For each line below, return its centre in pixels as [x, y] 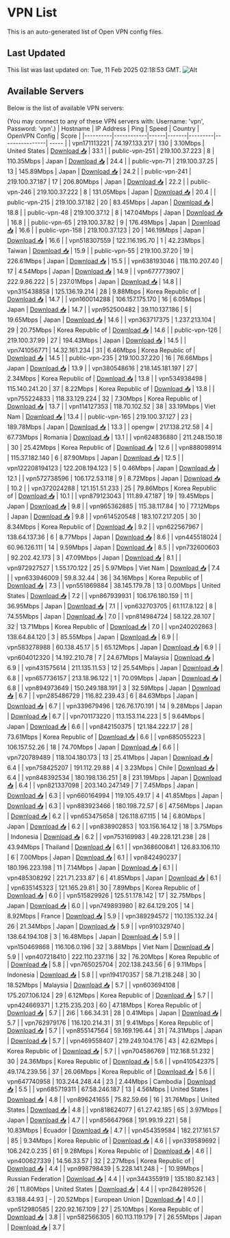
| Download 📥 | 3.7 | [36, 1227]
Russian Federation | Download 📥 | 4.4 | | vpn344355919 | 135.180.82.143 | [113, 1178]
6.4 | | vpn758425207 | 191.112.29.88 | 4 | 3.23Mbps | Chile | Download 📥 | [113, 767]
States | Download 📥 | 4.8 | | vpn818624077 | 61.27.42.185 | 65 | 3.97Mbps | [114, 1110]
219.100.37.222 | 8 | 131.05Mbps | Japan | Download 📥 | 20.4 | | [126, 192]
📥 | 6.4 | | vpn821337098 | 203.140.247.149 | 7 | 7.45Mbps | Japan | [103, 785]
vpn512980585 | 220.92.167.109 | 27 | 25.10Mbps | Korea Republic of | [105, 1209]
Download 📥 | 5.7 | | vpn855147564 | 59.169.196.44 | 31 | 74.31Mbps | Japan [115, 1030]
